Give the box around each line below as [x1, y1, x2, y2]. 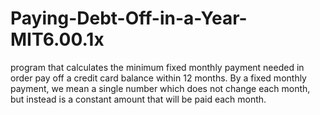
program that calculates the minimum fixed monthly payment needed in [10, 61, 305, 73]
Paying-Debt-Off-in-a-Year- [10, 7, 248, 30]
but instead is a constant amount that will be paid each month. [10, 93, 267, 105]
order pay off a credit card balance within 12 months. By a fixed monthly [10, 72, 307, 84]
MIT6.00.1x [10, 28, 105, 51]
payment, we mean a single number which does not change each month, [10, 82, 311, 94]
